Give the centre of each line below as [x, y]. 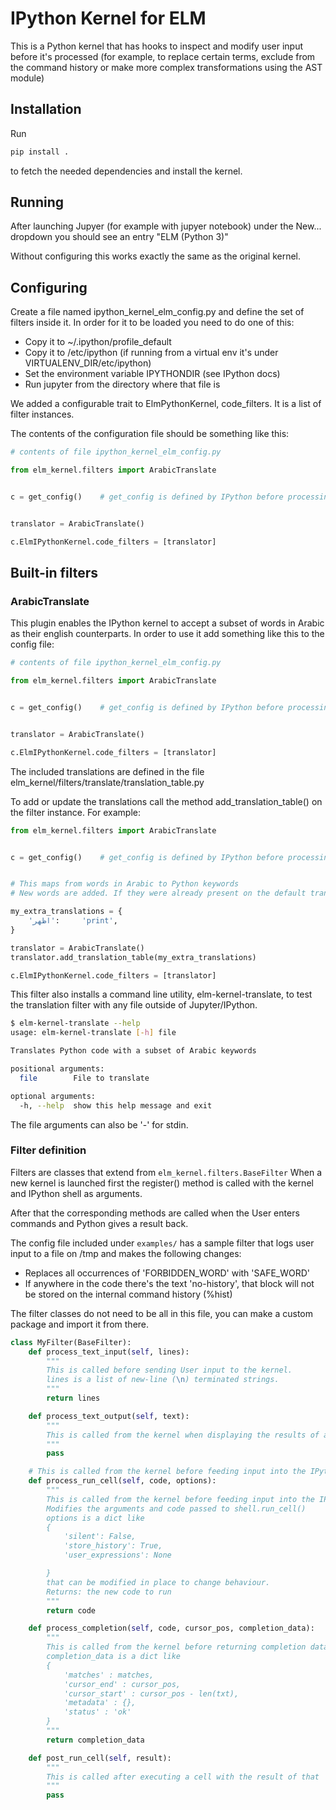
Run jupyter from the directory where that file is [122, 384]
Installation [46, 109]
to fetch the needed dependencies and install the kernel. [126, 171]
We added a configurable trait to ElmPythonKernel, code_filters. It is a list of [166, 404]
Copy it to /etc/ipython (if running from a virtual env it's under [151, 353]
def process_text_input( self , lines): [109, 1352]
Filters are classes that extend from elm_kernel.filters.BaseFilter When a [166, 1172]
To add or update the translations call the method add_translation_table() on [166, 801]
